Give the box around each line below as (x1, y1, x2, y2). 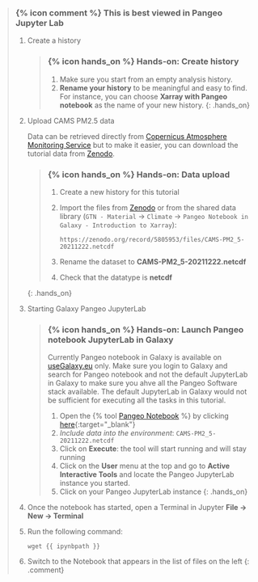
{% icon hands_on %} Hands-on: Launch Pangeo (47, 323, 244, 335)
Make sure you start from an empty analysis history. (59, 74, 233, 84)
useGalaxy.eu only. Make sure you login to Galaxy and (47, 361, 228, 371)
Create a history (27, 36, 82, 45)
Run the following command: (27, 527, 123, 537)
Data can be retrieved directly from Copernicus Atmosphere (27, 131, 227, 141)
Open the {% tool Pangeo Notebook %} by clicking (59, 411, 230, 421)
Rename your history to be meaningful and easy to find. (59, 82, 247, 92)
